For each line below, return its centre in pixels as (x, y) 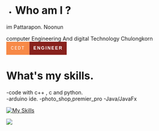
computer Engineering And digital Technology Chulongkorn (79, 38)
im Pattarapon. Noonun (35, 27)
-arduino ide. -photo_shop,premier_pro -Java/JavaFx (72, 99)
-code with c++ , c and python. (45, 92)
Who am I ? (43, 10)
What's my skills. (50, 76)
